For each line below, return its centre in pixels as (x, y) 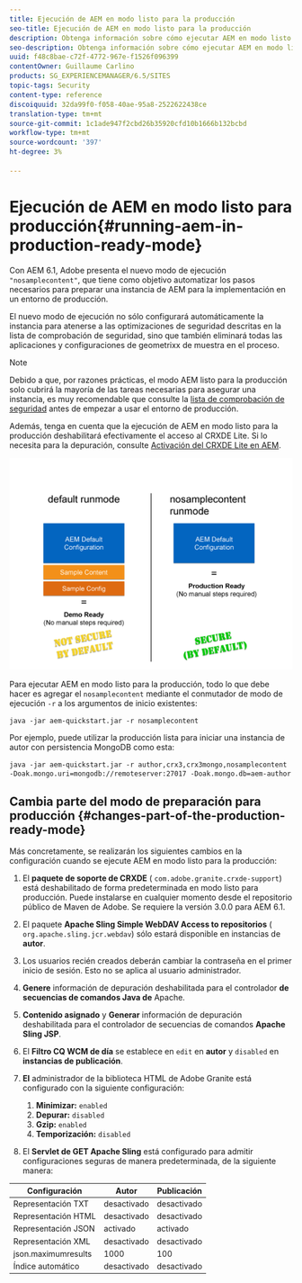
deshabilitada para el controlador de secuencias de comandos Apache (154, 1024)
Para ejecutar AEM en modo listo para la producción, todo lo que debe (139, 685)
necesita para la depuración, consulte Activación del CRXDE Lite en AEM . (145, 444)
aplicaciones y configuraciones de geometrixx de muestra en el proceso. (145, 345)
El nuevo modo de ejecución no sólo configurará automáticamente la (137, 316)
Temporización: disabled (83, 1134)
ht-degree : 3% (36, 152)
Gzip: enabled (61, 1124)
